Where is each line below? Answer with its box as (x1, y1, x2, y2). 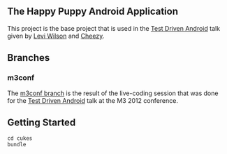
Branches (7, 52, 50, 64)
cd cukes (7, 135, 33, 142)
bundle (7, 141, 27, 148)
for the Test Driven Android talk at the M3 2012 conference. (7, 96, 178, 104)
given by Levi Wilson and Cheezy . (7, 31, 105, 40)
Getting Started (7, 116, 76, 128)
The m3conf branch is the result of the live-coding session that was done (7, 89, 219, 97)
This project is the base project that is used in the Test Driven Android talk (7, 24, 221, 32)
